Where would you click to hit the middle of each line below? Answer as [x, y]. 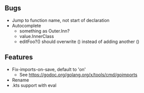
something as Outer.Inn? [44, 31]
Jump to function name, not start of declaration [60, 20]
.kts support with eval [34, 85]
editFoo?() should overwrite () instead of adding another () [79, 41]
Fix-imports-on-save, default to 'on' [49, 69]
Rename [20, 80]
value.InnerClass [37, 36]
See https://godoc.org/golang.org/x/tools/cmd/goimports [78, 74]
